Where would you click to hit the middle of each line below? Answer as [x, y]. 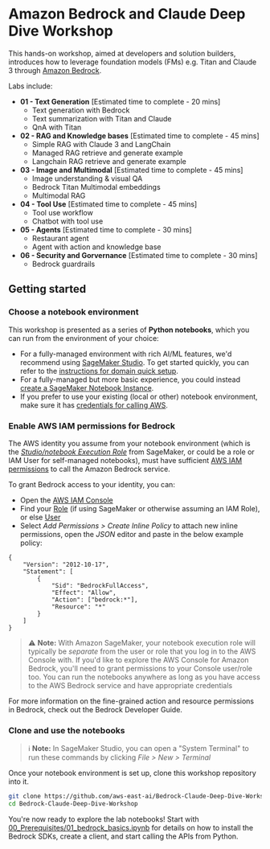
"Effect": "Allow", [84, 593]
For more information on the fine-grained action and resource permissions [131, 701]
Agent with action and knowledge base [96, 247]
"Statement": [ [48, 572]
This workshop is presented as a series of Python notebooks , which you [129, 330]
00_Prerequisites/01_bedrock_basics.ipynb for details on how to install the [131, 827]
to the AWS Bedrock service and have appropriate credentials [130, 685]
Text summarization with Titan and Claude [102, 118]
